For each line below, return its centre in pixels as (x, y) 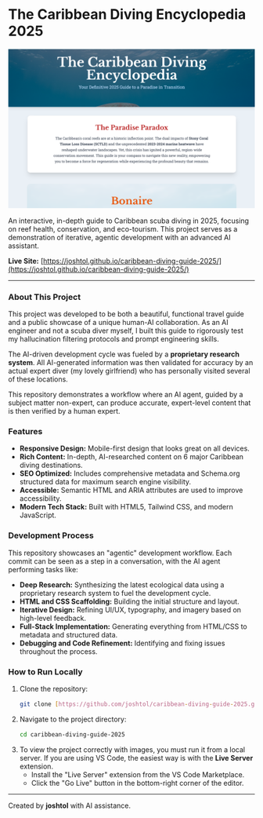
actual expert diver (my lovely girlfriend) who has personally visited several (129, 371)
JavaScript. (38, 515)
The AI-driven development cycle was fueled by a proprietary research (124, 354)
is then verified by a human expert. (64, 411)
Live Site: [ (26, 261)
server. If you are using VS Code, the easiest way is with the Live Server (136, 758)
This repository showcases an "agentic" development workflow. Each (120, 553)
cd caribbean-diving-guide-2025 (72, 734)
